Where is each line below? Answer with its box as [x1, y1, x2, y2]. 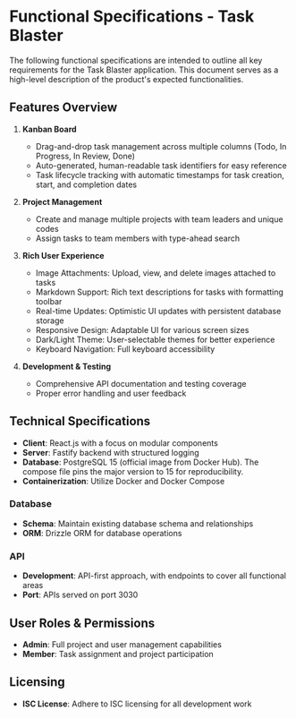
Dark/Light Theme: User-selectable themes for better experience [35, 334, 275, 345]
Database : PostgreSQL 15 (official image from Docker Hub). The [21, 457, 259, 467]
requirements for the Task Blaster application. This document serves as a [9, 64, 279, 75]
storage [35, 315, 64, 326]
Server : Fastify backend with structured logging [21, 447, 199, 457]
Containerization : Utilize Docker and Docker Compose [21, 475, 225, 486]
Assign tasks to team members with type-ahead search [35, 233, 240, 244]
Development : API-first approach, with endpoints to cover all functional [21, 570, 286, 581]
